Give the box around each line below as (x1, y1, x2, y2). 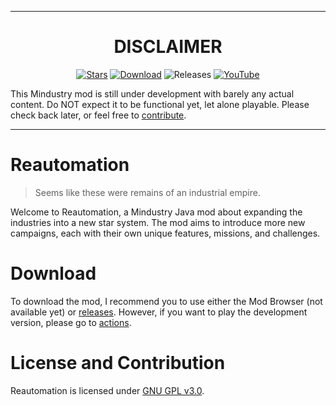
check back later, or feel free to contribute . (10, 109, 187, 121)
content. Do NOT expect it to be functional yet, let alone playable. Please (10, 98, 310, 110)
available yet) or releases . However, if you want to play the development (10, 306, 308, 318)
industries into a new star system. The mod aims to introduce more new (10, 216, 306, 228)
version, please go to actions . (10, 316, 132, 328)
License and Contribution (10, 352, 226, 374)
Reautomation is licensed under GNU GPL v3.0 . (10, 384, 205, 396)
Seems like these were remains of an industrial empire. (34, 186, 261, 198)
